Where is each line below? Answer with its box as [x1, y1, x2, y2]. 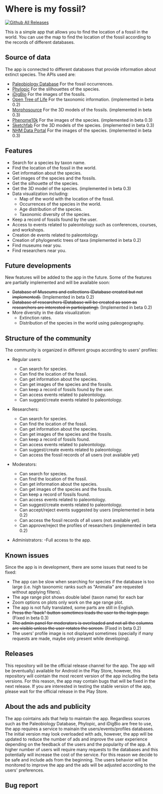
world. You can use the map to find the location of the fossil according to [5, 34, 151, 40]
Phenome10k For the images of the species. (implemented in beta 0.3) [12, 117, 153, 123]
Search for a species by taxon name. [12, 160, 86, 165]
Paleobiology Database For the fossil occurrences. [12, 81, 113, 87]
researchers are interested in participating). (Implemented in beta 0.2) [12, 305, 152, 310]
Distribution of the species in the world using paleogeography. [19, 320, 145, 326]
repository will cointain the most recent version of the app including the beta [5, 673, 158, 679]
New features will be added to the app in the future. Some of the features [5, 274, 152, 280]
